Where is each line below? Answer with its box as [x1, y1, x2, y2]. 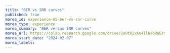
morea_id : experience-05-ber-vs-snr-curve [5, 17, 96, 22]
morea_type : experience [5, 21, 56, 27]
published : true [5, 12, 39, 17]
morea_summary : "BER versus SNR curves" [5, 26, 92, 31]
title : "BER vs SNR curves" [5, 7, 65, 13]
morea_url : [5, 31, 28, 36]
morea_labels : [5, 40, 35, 45]
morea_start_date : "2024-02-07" [5, 36, 73, 41]
